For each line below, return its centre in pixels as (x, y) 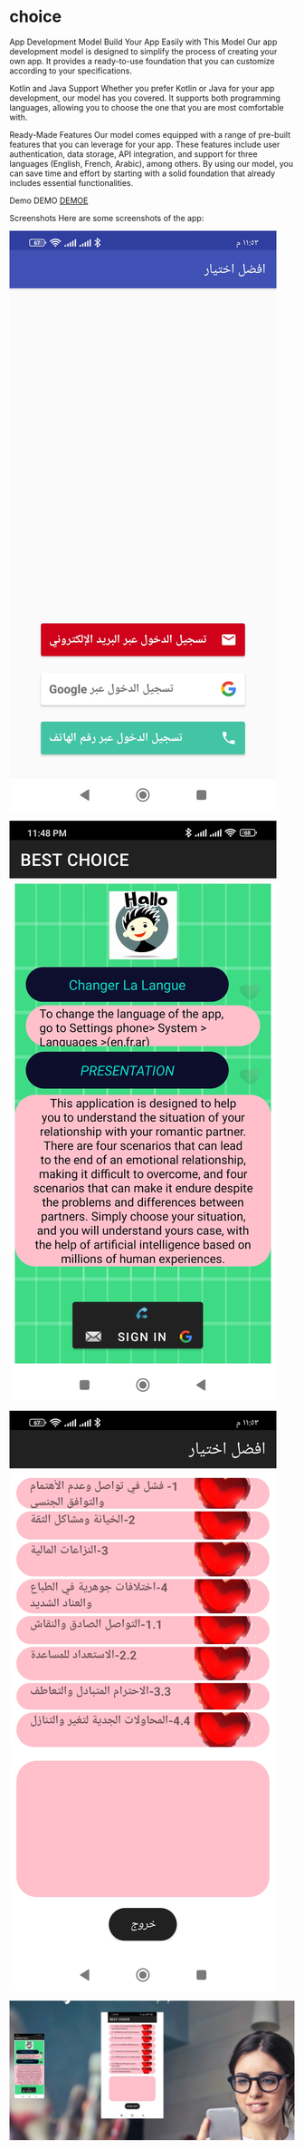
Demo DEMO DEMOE (49, 200)
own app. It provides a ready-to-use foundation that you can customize (142, 61)
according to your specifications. (71, 71)
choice (35, 17)
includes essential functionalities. (71, 182)
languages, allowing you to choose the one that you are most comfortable (147, 107)
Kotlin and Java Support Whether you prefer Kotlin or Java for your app (142, 88)
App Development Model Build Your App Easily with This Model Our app (143, 42)
